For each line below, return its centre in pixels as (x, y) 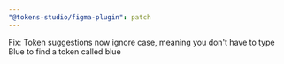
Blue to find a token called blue (65, 51)
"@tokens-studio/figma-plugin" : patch (80, 17)
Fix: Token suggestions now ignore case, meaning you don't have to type (142, 42)
